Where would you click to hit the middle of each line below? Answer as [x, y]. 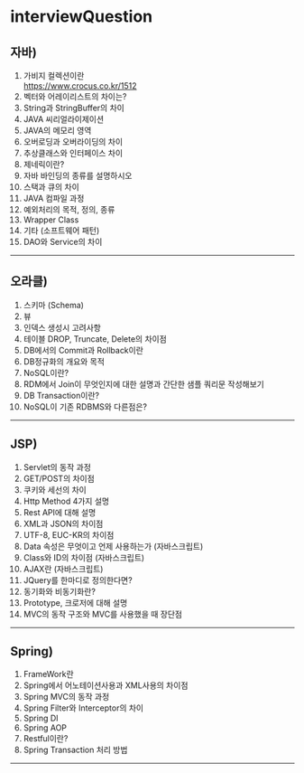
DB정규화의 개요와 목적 [64, 361]
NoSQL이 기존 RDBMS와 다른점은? [85, 406]
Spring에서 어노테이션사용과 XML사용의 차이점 [106, 685]
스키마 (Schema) [54, 305]
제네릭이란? [44, 164]
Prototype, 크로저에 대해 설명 [75, 602]
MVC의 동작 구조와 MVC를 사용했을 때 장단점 [103, 614]
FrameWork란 [49, 674]
